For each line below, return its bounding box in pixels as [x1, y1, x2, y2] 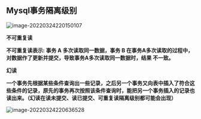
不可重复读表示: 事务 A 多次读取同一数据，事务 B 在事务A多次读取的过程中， [6, 46, 193, 54]
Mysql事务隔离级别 [6, 5, 78, 16]
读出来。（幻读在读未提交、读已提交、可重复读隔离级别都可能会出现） [6, 94, 176, 101]
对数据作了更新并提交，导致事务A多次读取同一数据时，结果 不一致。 [6, 54, 174, 61]
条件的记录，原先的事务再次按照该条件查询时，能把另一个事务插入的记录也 [11, 87, 195, 94]
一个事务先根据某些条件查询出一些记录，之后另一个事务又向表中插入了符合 [6, 79, 190, 86]
